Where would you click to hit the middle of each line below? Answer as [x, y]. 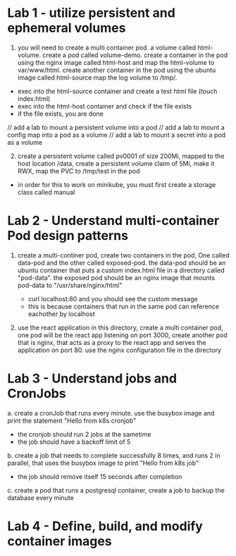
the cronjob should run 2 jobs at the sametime [84, 434]
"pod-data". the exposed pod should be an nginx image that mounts [116, 277]
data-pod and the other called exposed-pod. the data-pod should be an [122, 262]
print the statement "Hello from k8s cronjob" [72, 421]
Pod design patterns [68, 236]
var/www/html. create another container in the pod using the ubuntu [117, 70]
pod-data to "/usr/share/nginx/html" [70, 285]
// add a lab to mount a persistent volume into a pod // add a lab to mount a [116, 127]
